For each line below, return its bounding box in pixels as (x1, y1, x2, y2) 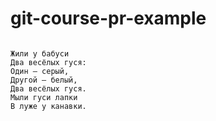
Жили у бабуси (10, 48, 70, 59)
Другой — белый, (10, 75, 78, 85)
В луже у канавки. (10, 101, 87, 111)
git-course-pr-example (10, 7, 207, 30)
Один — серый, (10, 66, 70, 76)
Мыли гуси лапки (10, 92, 78, 102)
